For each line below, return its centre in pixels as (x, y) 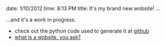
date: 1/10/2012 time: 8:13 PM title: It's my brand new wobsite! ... (83, 8)
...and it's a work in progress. (41, 20)
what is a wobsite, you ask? (48, 37)
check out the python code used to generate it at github (82, 31)
